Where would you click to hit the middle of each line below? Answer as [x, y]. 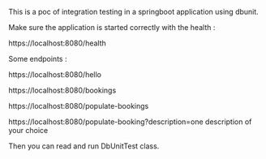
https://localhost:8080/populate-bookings [79, 106]
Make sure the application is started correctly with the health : [112, 27]
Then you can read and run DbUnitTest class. [84, 146]
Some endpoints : [38, 59]
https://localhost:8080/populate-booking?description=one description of [130, 122]
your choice [28, 130]
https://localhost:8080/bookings [62, 90]
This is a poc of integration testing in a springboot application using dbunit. [134, 12]
